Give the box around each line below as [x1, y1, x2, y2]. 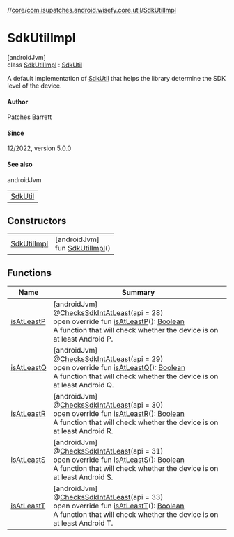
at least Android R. [53, 426, 114, 436]
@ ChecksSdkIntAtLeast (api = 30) [53, 400, 164, 410]
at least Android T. [53, 518, 114, 528]
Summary [121, 288, 155, 298]
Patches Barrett [7, 113, 52, 121]
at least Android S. [53, 472, 114, 482]
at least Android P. [53, 334, 114, 344]
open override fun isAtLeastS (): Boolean [53, 455, 185, 465]
